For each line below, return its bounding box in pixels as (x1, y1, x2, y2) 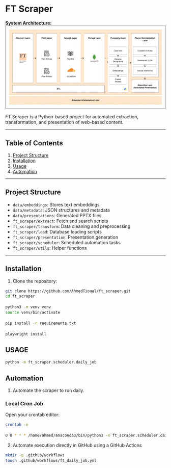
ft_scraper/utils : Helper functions (12, 245, 87, 251)
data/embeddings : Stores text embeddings (12, 201, 100, 207)
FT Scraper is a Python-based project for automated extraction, (5, 114, 139, 120)
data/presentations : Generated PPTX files (12, 212, 102, 218)
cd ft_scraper (5, 294, 36, 299)
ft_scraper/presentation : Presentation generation (12, 234, 119, 240)
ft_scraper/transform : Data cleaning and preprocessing (12, 223, 131, 229)
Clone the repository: (12, 278, 58, 284)
